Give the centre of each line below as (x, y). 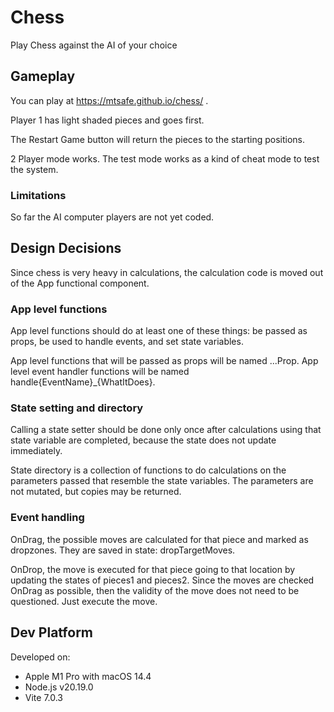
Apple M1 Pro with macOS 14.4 (88, 676)
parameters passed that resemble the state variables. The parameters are (162, 481)
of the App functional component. (80, 283)
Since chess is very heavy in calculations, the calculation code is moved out (167, 272)
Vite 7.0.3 (44, 697)
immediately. (36, 451)
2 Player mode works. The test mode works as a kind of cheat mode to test (165, 158)
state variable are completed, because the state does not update (143, 440)
